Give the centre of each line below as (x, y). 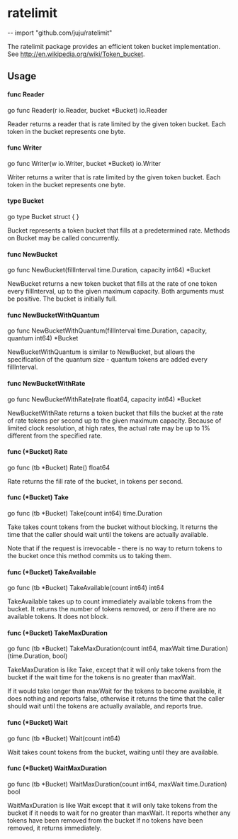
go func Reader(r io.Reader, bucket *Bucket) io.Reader (87, 110)
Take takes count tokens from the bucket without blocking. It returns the (113, 527)
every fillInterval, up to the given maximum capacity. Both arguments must (116, 291)
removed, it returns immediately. (55, 828)
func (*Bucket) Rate (38, 452)
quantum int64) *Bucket (43, 338)
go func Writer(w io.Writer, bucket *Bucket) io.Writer (84, 163)
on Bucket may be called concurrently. (64, 238)
